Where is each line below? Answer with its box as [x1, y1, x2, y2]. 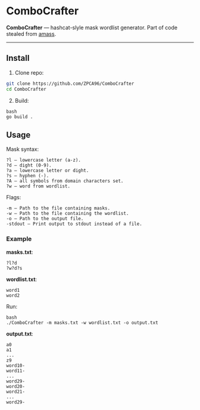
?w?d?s [6, 265, 23, 271]
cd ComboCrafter [6, 86, 46, 92]
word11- [6, 368, 26, 374]
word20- [6, 383, 26, 389]
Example [6, 235, 32, 243]
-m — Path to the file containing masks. [6, 205, 111, 211]
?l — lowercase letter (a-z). [6, 157, 82, 164]
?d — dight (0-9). [6, 162, 52, 168]
